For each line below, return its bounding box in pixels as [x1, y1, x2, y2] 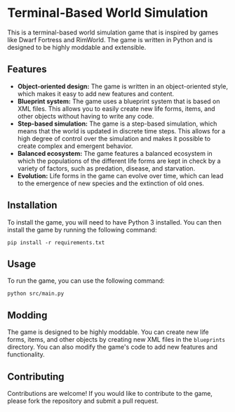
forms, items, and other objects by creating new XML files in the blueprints [7, 335, 226, 344]
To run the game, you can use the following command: [7, 277, 165, 285]
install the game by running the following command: [7, 225, 157, 234]
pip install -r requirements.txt [7, 239, 105, 246]
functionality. [7, 350, 46, 359]
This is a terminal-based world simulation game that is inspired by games [7, 28, 219, 36]
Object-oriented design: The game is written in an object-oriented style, [17, 82, 228, 91]
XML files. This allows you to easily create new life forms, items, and [17, 104, 215, 113]
